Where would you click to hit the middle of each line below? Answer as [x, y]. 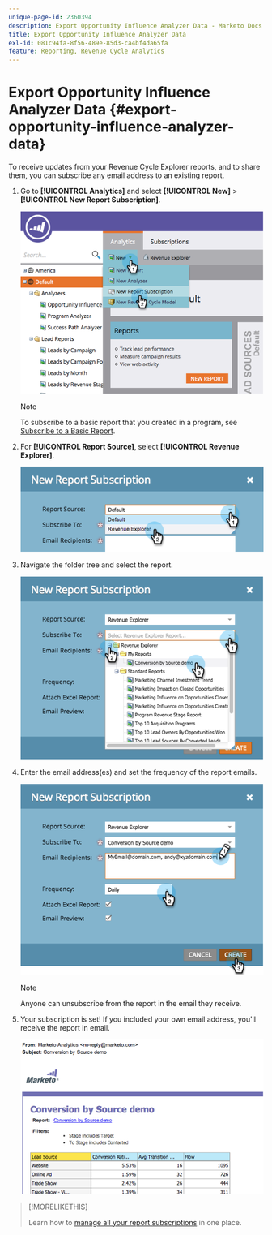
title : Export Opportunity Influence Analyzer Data [97, 34]
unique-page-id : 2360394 [50, 17]
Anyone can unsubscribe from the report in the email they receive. [131, 1004]
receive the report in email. [65, 1028]
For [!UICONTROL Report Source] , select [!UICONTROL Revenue [130, 447]
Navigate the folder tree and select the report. [97, 565]
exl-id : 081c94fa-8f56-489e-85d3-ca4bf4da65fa [88, 43]
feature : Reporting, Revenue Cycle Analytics [86, 52]
